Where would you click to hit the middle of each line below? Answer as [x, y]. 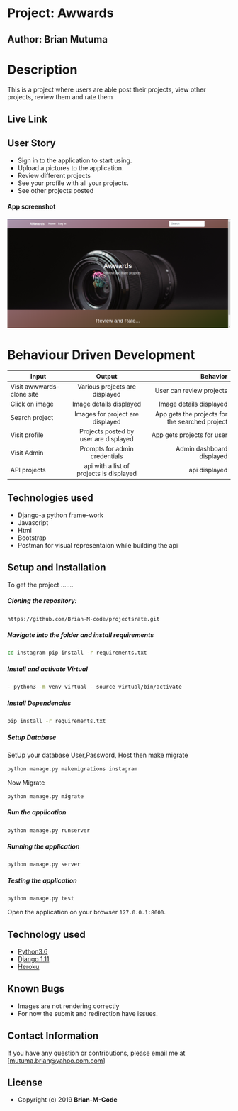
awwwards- [42, 387]
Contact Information [53, 1036]
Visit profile [27, 435]
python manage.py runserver [49, 830]
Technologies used [50, 498]
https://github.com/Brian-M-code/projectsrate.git [84, 619]
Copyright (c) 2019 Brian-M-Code [68, 1100]
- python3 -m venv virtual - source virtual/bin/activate [95, 687]
